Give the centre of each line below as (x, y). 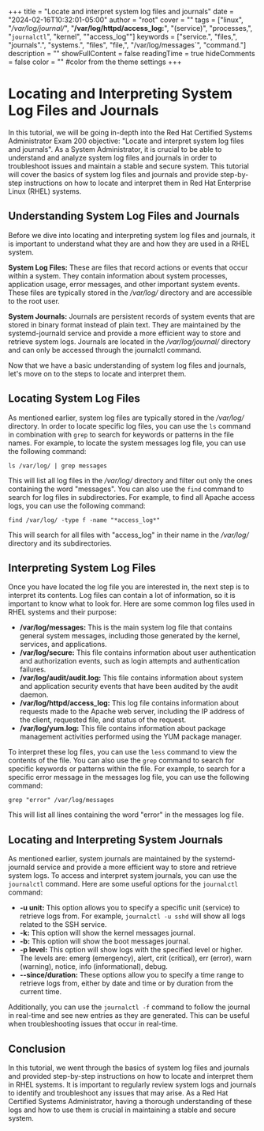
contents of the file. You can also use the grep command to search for (121, 760)
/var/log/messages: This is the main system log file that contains (126, 627)
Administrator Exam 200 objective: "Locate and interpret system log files (126, 141)
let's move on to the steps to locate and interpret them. (97, 373)
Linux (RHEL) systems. (45, 191)
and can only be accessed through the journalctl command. (105, 350)
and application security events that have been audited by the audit (129, 687)
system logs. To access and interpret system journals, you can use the (123, 876)
